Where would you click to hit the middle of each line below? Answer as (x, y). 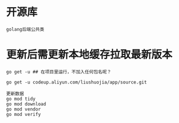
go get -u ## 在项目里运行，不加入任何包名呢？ (59, 72)
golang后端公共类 (25, 29)
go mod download (26, 104)
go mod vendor (24, 109)
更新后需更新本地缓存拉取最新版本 (89, 55)
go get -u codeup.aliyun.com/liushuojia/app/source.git (76, 82)
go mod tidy (21, 99)
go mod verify (24, 114)
